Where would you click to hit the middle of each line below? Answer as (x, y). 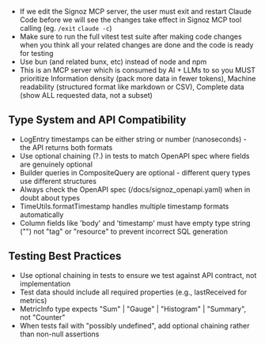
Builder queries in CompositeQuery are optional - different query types (135, 172)
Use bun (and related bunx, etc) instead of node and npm (113, 62)
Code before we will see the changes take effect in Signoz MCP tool (131, 20)
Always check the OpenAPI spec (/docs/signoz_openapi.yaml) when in (135, 189)
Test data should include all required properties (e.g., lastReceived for (133, 292)
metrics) (33, 300)
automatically (42, 214)
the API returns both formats (66, 147)
